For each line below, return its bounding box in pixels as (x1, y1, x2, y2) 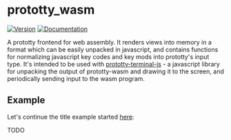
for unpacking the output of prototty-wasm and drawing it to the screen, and (7, 67, 224, 75)
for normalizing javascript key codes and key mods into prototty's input (7, 52, 210, 60)
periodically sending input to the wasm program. (7, 74, 145, 82)
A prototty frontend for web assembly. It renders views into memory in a (7, 38, 212, 46)
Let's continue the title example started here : (7, 113, 134, 121)
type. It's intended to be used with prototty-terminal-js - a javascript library (7, 60, 221, 68)
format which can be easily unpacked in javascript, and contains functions (7, 45, 219, 54)
